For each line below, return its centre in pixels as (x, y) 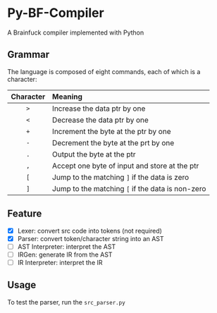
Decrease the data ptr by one (100, 120)
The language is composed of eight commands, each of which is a (104, 71)
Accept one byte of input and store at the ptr (125, 166)
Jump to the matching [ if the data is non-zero (129, 188)
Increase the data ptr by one (99, 109)
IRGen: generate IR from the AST (65, 254)
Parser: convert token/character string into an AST (91, 238)
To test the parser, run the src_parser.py (66, 302)
